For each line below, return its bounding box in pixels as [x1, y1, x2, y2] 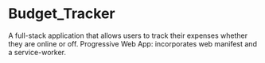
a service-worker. [8, 47, 66, 57]
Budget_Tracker [8, 5, 115, 23]
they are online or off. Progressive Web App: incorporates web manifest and [8, 39, 257, 48]
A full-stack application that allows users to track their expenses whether [8, 31, 248, 40]
